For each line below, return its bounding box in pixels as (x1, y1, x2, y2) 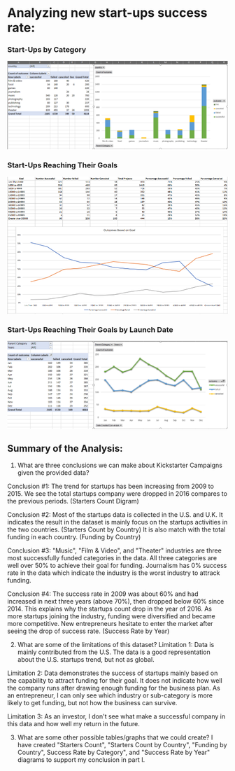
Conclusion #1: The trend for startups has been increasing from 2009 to (7, 482, 215, 491)
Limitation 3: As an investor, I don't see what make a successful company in (7, 712, 226, 721)
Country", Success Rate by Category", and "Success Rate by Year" (17, 748, 211, 757)
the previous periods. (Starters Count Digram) (7, 497, 140, 506)
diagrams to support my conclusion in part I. (17, 756, 145, 764)
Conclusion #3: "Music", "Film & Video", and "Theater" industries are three (7, 546, 222, 555)
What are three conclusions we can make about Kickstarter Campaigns (17, 461, 222, 470)
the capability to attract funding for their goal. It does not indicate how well (7, 676, 222, 685)
